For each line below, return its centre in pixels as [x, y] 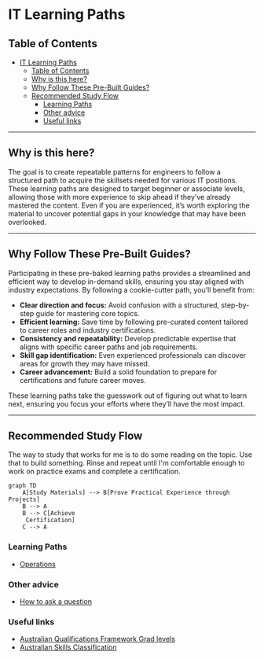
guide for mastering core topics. [88, 313]
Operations [38, 564]
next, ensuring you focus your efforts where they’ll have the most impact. [126, 403]
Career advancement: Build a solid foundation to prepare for [118, 372]
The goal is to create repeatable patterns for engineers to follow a [115, 171]
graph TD [22, 486]
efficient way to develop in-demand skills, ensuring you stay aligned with [126, 282]
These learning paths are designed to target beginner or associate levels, [126, 188]
